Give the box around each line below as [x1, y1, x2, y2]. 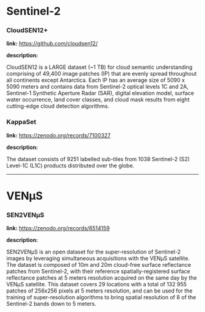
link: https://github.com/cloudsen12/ [6, 40, 98, 47]
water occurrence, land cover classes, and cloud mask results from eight [6, 96, 190, 103]
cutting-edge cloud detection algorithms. [6, 103, 110, 110]
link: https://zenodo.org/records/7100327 [6, 131, 111, 139]
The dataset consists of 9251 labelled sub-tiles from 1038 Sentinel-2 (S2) [6, 155, 190, 162]
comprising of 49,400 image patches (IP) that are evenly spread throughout [6, 70, 197, 78]
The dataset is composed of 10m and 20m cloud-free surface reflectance [6, 261, 191, 269]
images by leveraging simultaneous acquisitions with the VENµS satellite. [6, 255, 190, 262]
